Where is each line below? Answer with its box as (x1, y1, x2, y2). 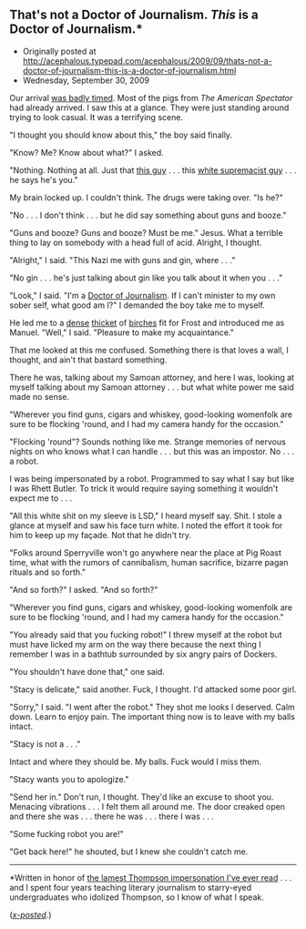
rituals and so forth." (9, 567, 87, 577)
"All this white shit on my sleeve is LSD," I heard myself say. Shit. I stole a (9, 510, 282, 521)
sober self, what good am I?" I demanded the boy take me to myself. (9, 300, 266, 311)
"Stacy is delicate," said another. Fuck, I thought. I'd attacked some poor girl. (9, 683, 298, 695)
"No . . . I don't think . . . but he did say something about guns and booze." (9, 209, 287, 220)
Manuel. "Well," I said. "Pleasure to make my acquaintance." (9, 327, 234, 338)
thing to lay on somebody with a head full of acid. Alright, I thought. (9, 237, 262, 248)
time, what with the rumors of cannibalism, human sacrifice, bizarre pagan (9, 556, 289, 567)
